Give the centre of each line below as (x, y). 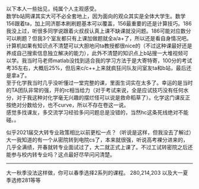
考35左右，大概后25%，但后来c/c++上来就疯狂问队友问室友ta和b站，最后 (96, 68)
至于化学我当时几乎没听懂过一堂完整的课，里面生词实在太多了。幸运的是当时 (99, 83)
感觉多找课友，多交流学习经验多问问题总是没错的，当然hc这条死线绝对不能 (97, 112)
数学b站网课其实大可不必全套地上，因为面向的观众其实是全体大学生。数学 (96, 16)
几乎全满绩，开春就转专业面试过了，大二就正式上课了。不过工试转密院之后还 (99, 147)
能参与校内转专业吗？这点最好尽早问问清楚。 (61, 155)
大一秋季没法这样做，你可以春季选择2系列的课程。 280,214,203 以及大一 (94, 173)
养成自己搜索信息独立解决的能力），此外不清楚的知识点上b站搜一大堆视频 (95, 53)
